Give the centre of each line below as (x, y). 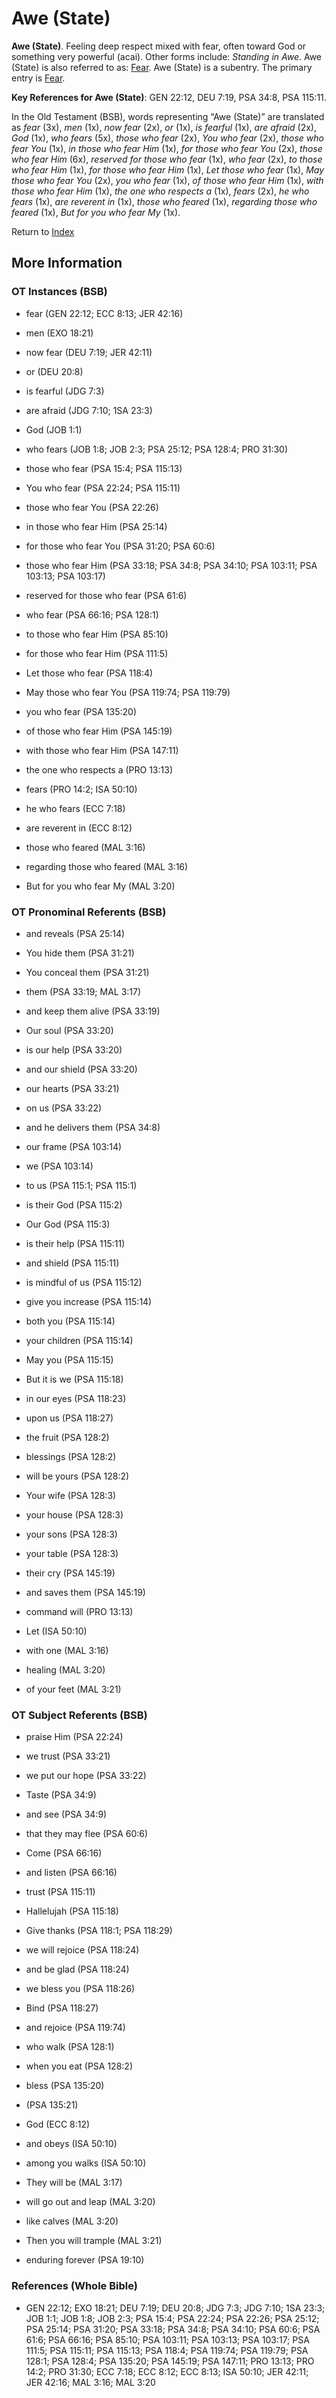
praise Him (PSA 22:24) (74, 1737)
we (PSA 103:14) (59, 1166)
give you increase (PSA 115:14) (89, 1301)
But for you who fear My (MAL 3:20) (100, 886)
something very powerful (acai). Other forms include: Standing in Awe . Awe (167, 56)
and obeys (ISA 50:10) (71, 2144)
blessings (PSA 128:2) (71, 1456)
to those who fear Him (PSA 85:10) (97, 634)
